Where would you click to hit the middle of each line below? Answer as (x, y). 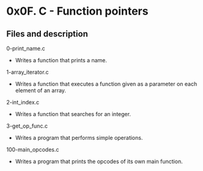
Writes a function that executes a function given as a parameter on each (106, 84)
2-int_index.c (23, 102)
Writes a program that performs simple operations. (79, 138)
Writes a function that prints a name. (61, 60)
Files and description (47, 34)
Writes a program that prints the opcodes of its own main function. (99, 161)
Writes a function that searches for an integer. (73, 114)
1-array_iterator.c (28, 72)
